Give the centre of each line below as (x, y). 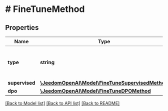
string (47, 62)
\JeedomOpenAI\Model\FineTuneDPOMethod (95, 91)
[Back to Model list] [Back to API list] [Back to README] (62, 103)
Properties (22, 28)
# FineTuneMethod (45, 9)
